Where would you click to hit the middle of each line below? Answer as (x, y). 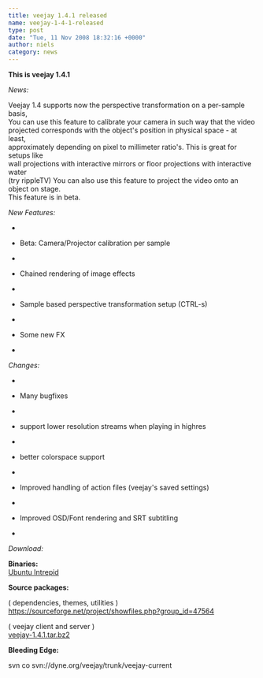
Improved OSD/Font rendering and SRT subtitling (99, 518)
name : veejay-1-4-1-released (56, 23)
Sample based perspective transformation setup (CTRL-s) (113, 304)
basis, (18, 114)
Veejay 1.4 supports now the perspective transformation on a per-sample (127, 105)
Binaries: (23, 564)
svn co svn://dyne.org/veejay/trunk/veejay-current (90, 665)
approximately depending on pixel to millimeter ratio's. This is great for (123, 147)
